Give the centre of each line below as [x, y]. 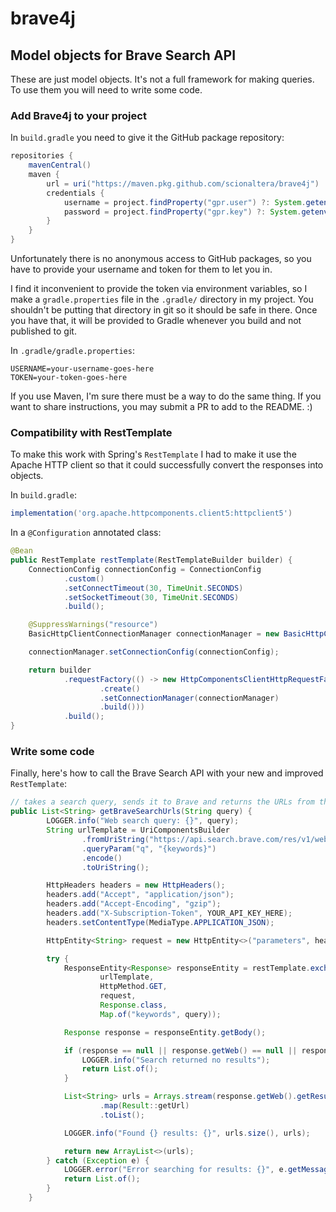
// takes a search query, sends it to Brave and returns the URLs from [162, 802]
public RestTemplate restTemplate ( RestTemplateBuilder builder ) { [151, 560]
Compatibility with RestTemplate [91, 432]
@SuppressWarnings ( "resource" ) [93, 625]
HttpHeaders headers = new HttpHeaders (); [136, 885]
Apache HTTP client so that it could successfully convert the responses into [167, 465]
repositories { [42, 156]
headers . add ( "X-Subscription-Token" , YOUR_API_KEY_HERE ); [169, 913]
